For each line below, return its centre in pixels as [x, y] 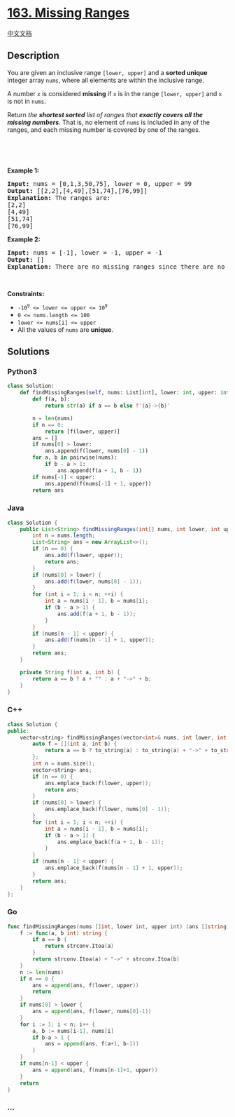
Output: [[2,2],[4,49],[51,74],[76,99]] [78, 190]
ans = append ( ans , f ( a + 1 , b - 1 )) [92, 1044]
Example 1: [23, 170]
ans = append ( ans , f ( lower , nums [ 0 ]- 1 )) [92, 1012]
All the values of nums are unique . [65, 329]
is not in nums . [27, 101]
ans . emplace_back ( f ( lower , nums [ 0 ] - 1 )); [107, 809]
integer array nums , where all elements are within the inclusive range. [106, 80]
